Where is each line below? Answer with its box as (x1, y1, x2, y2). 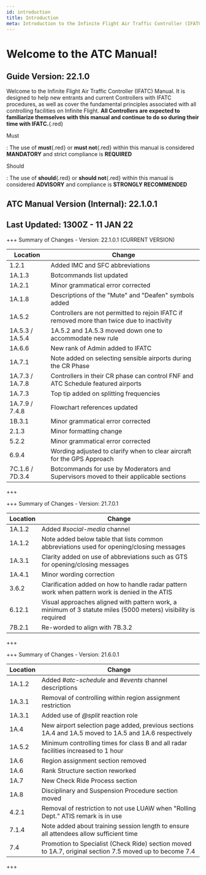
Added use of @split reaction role (41, 711, 138, 720)
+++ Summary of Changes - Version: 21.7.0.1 (6, 500, 118, 507)
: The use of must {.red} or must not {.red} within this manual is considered (6, 144, 194, 151)
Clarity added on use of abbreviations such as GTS (41, 552, 188, 561)
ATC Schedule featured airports (50, 379, 142, 388)
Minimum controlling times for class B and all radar (41, 739, 187, 747)
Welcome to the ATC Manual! (6, 47, 158, 61)
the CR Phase (50, 361, 90, 370)
